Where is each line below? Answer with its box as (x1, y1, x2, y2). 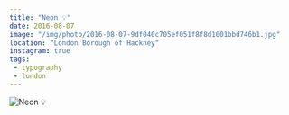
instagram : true (9, 47, 70, 56)
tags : (9, 55, 30, 64)
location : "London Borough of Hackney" (9, 38, 160, 48)
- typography (13, 64, 63, 73)
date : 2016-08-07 (9, 22, 75, 31)
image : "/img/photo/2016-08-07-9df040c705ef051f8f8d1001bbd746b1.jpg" (9, 30, 281, 39)
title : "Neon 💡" (9, 13, 71, 22)
